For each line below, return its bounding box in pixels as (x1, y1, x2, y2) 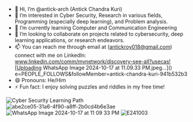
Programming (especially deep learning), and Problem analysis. (14, 18, 168, 25)
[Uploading (14, 65, 42, 71)
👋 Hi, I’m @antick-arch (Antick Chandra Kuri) (14, 6, 123, 12)
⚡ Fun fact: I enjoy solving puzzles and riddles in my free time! (14, 83, 165, 90)
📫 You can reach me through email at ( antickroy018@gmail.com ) (14, 43, 172, 50)
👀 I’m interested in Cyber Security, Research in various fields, (14, 12, 163, 19)
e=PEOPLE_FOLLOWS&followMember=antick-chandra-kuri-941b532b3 (14, 70, 188, 77)
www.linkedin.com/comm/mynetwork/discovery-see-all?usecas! (14, 58, 171, 65)
